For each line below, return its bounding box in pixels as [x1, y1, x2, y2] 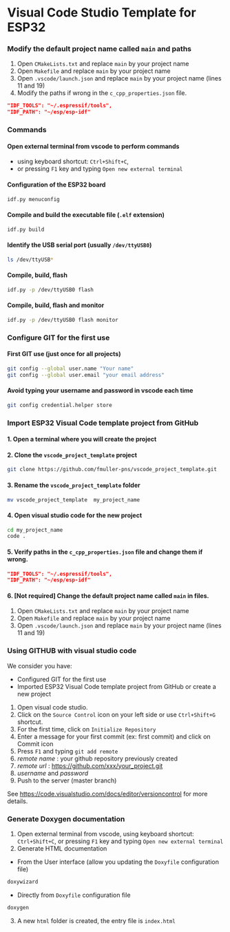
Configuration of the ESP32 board [7, 180, 106, 189]
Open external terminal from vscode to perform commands [7, 142, 180, 150]
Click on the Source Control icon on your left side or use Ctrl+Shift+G [17, 710, 216, 718]
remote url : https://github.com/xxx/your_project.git [17, 761, 163, 769]
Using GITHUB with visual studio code [7, 646, 137, 656]
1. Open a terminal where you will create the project [7, 435, 157, 444]
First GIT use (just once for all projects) [7, 350, 121, 358]
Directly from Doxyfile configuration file [17, 891, 131, 899]
